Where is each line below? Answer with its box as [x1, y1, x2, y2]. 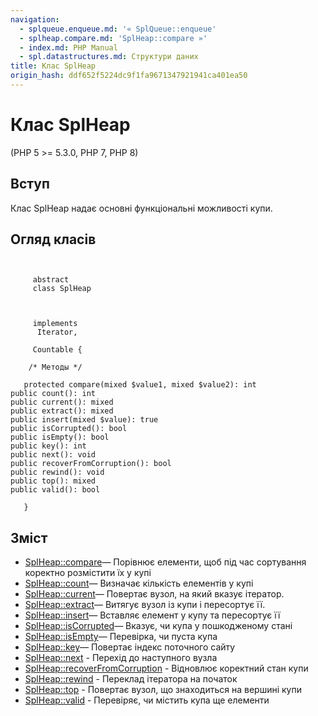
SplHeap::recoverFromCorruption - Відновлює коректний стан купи [24, 662, 309, 675]
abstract [32, 275, 70, 285]
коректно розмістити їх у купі [24, 567, 152, 579]
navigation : [10, 14, 60, 25]
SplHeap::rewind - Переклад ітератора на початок [24, 673, 238, 685]
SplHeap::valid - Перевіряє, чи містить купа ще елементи [24, 694, 270, 706]
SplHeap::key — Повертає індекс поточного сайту [24, 641, 236, 653]
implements [32, 319, 78, 329]
